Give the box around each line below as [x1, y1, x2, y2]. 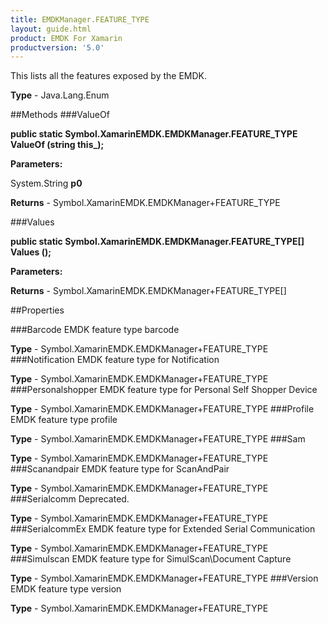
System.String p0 [10, 177, 83, 190]
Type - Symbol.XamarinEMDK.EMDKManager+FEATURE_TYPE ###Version [10, 572, 319, 585]
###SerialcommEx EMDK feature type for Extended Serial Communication [10, 523, 316, 535]
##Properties [10, 304, 65, 316]
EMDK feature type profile [10, 414, 118, 426]
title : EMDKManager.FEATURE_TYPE [10, 14, 150, 25]
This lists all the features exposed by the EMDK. [10, 70, 208, 82]
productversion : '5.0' [10, 42, 105, 53]
